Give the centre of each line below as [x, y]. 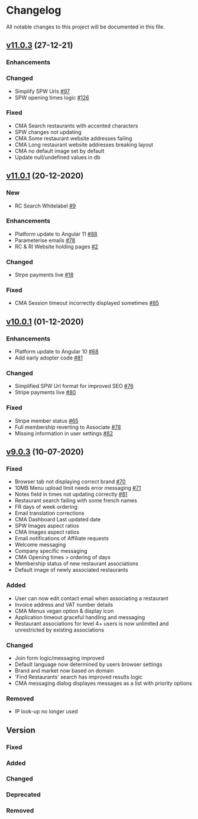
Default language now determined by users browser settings [88, 664]
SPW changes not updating [48, 132]
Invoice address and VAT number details [64, 604]
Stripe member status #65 [46, 420]
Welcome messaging [40, 545]
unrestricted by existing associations [59, 630]
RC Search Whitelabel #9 [45, 206]
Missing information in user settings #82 [64, 433]
